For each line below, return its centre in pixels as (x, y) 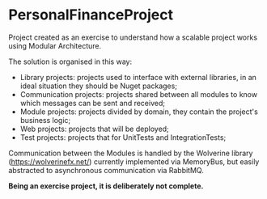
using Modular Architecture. (55, 45)
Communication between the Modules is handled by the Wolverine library (131, 153)
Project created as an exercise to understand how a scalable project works (133, 37)
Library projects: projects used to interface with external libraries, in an (138, 77)
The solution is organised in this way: (70, 61)
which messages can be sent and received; (93, 103)
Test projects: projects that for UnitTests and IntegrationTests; (123, 137)
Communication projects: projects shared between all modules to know (138, 94)
